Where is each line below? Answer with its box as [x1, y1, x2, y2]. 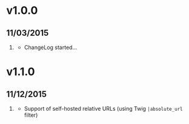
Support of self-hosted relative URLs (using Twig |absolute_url [24, 105, 183, 112]
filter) [24, 111, 38, 119]
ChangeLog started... [24, 44, 78, 51]
